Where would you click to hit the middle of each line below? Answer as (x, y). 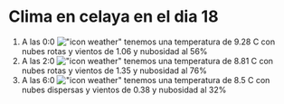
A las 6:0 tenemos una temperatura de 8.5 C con (146, 80)
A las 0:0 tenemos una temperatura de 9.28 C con (148, 42)
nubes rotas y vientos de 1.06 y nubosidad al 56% (114, 51)
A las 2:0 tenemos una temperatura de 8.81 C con (147, 61)
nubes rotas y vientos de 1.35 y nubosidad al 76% (114, 71)
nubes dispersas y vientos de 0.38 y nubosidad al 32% (124, 90)
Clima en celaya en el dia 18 (114, 17)
